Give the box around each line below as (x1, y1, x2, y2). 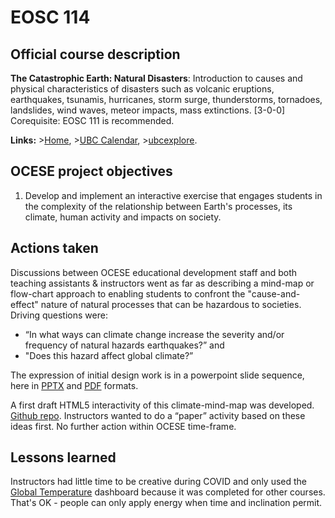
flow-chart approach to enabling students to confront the (10, 287, 246, 300)
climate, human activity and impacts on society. (24, 211, 222, 223)
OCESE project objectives (10, 163, 173, 180)
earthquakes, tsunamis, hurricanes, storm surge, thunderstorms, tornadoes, (10, 94, 323, 105)
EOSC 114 (10, 6, 91, 29)
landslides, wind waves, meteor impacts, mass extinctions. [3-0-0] (10, 104, 286, 116)
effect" (10, 298, 39, 310)
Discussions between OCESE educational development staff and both (10, 266, 298, 278)
